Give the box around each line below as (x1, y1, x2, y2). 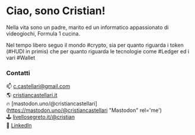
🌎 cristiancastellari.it (6, 92, 57, 99)
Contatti (6, 69, 31, 77)
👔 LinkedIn (6, 122, 32, 129)
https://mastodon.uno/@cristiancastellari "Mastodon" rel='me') (8, 107, 162, 114)
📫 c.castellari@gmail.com (6, 83, 71, 90)
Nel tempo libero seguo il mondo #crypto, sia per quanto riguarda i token (6, 41, 184, 49)
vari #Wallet (6, 54, 36, 61)
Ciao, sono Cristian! (6, 4, 106, 18)
